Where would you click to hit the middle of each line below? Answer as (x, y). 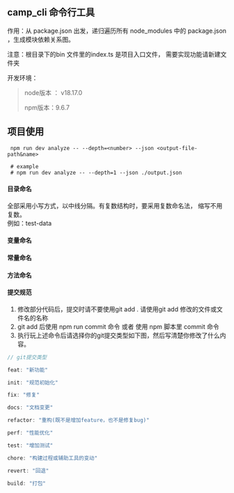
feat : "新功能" (28, 370)
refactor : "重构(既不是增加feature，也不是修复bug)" (78, 420)
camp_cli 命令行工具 (51, 13)
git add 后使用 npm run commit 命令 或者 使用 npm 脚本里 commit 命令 (118, 326)
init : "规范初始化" (33, 383)
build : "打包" (27, 483)
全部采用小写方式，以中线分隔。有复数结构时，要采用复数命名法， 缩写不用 (115, 205)
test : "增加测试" (30, 446)
